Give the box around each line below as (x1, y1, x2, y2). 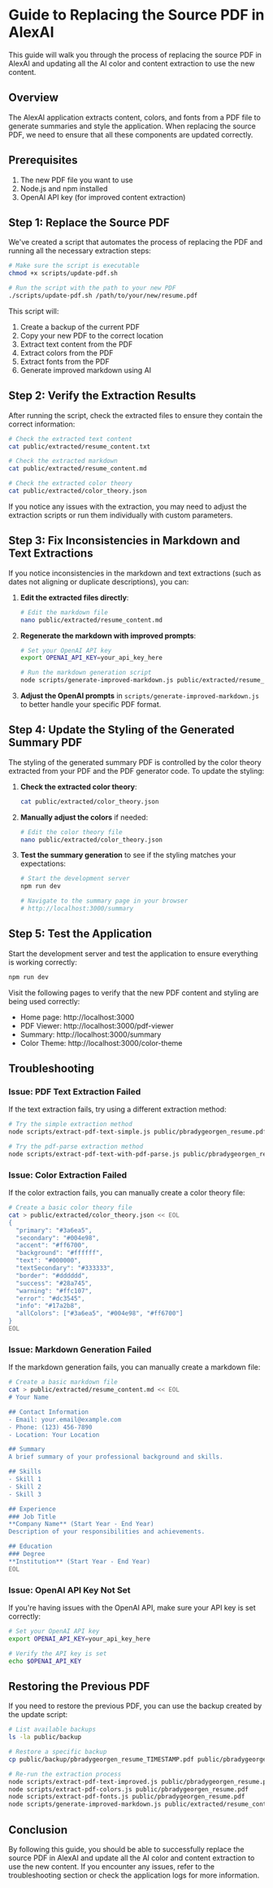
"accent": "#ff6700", (15, 1241, 89, 1250)
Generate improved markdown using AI (19, 365, 152, 375)
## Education (8, 1542, 53, 1551)
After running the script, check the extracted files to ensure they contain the (8, 410, 263, 420)
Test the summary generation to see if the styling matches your (19, 850, 236, 860)
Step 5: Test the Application (8, 927, 153, 941)
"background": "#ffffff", (15, 1249, 104, 1257)
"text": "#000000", (15, 1256, 82, 1265)
